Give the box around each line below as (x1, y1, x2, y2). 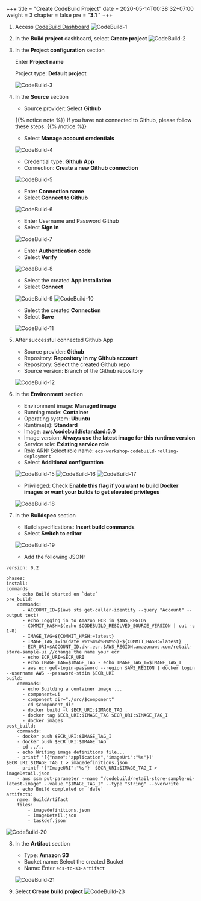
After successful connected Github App (14, 337, 113, 343)
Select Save (23, 313, 54, 320)
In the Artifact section (14, 840, 70, 847)
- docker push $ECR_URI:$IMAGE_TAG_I (17, 734, 112, 740)
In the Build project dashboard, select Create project (14, 35, 147, 42)
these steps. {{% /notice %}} (14, 123, 87, 130)
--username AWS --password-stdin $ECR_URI (6, 670, 114, 676)
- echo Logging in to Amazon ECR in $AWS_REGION (22, 617, 147, 623)
